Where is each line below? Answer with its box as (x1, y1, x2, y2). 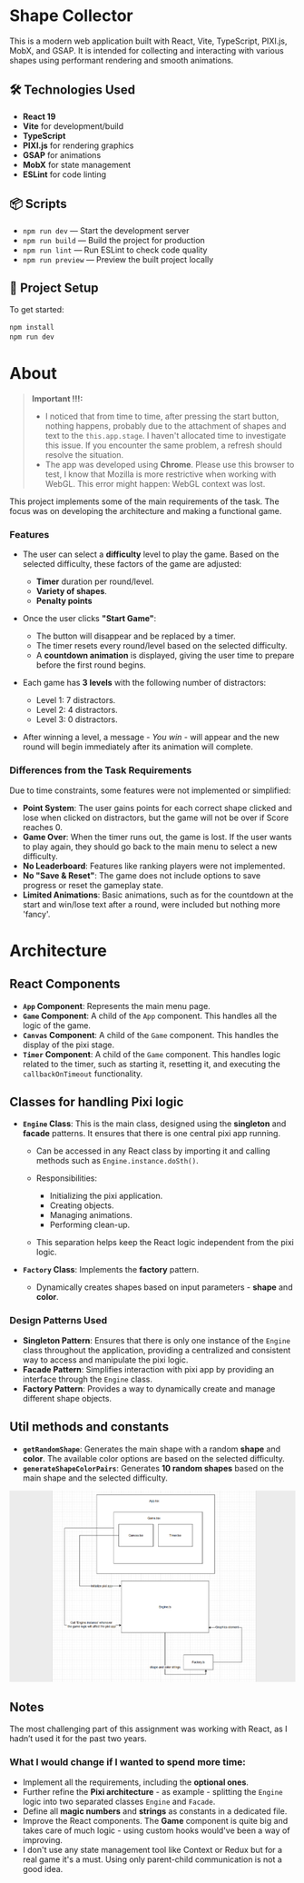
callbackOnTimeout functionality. (22, 1068, 143, 1079)
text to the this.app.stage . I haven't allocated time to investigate (44, 431, 287, 441)
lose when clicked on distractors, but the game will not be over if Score (22, 812, 289, 823)
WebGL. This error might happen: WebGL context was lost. (44, 479, 266, 490)
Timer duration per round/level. (35, 576, 154, 587)
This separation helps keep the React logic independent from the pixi (35, 1237, 295, 1248)
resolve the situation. (44, 450, 124, 461)
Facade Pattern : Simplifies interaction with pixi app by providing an (22, 1363, 275, 1374)
